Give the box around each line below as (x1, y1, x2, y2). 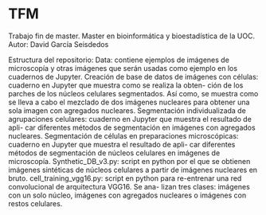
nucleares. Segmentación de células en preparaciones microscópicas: (8, 131, 239, 140)
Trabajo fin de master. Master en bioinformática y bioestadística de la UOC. (8, 31, 256, 41)
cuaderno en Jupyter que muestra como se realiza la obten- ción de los (8, 80, 244, 90)
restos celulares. (8, 198, 63, 208)
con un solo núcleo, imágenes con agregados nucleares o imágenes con (8, 190, 247, 200)
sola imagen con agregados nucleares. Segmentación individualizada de (8, 105, 247, 115)
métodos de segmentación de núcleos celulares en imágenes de (8, 148, 221, 158)
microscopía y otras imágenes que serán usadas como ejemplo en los (8, 63, 237, 72)
